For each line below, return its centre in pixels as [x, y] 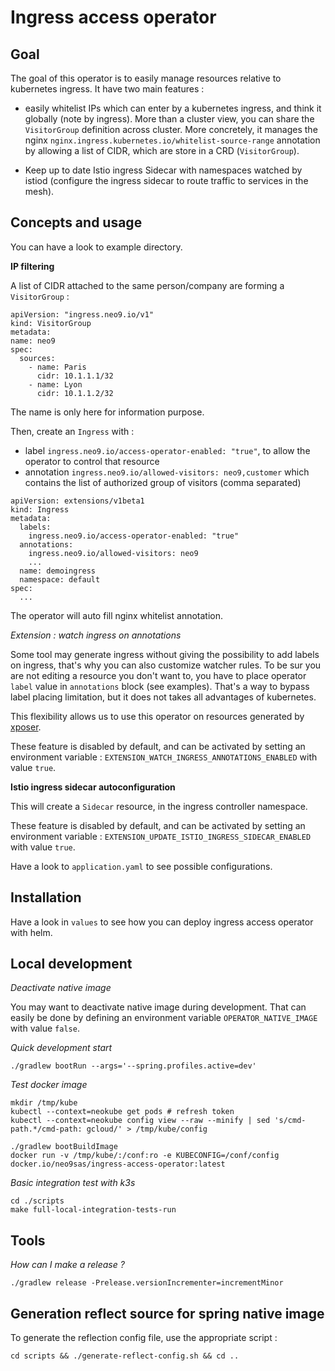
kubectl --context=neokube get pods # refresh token [122, 1112]
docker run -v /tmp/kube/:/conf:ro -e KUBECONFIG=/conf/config [145, 1156]
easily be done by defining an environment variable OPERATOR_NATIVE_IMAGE [164, 1018]
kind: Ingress [40, 509]
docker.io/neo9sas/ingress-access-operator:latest [118, 1164]
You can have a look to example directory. [96, 247]
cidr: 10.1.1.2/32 [75, 393]
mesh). [39, 191]
